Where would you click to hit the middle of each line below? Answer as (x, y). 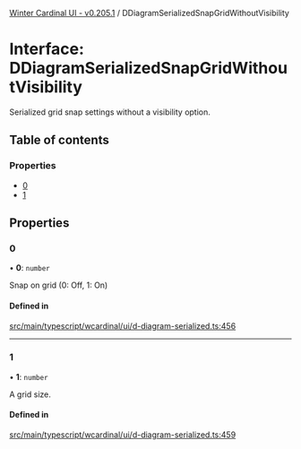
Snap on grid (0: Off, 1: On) (59, 285)
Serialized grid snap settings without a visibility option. (110, 112)
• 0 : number (30, 268)
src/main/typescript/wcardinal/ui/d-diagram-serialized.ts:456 (123, 325)
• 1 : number (29, 376)
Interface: (47, 49)
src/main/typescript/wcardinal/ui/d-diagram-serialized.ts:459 (123, 435)
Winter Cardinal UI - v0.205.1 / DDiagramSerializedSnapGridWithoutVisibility (149, 13)
